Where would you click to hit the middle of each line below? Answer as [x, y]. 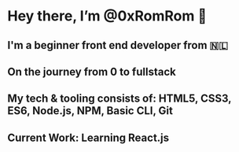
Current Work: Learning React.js [88, 137]
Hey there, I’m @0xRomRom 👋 [107, 16]
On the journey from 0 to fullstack [92, 71]
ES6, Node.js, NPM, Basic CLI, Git [90, 111]
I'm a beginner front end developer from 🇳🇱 [118, 45]
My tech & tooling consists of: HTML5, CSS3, [119, 99]
